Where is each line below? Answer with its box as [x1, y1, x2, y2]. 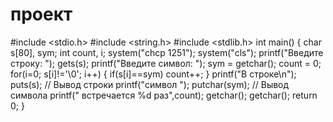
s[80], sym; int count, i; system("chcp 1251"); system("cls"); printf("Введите [10, 46, 324, 58]
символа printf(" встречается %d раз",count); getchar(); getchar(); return [10, 89, 318, 101]
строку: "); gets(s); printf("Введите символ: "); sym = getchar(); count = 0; [10, 57, 322, 69]
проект [10, 3, 73, 26]
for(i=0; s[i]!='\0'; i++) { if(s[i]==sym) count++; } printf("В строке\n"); [10, 68, 297, 80]
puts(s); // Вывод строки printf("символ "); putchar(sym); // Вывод [10, 78, 290, 90]
